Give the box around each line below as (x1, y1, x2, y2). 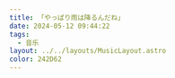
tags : (9, 30, 30, 39)
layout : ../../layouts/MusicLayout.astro (9, 47, 167, 56)
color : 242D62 (9, 55, 63, 64)
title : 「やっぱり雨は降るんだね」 (9, 13, 125, 22)
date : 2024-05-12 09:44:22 (9, 22, 110, 30)
